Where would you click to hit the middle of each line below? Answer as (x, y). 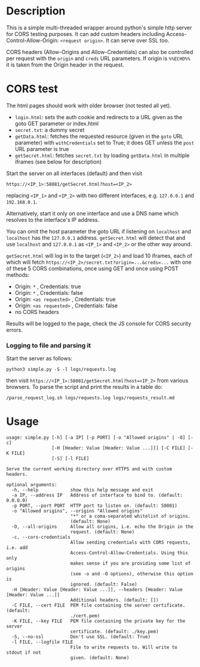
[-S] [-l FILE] (70, 459)
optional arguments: (32, 485)
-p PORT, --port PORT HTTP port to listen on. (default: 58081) (95, 506)
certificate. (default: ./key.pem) (115, 632)
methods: (18, 274)
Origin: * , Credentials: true (48, 286)
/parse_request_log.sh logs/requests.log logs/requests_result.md (90, 398)
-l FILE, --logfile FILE (42, 642)
